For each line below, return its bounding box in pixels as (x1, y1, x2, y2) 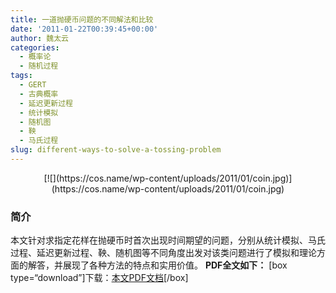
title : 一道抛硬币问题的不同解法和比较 (10, 14, 154, 25)
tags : (10, 71, 33, 81)
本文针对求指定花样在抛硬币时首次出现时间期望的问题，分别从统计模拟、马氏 (10, 234, 326, 246)
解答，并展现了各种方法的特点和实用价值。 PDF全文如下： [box (27, 259, 288, 271)
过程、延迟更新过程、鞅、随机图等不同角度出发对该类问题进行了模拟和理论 (10, 247, 317, 259)
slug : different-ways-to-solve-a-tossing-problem (10, 145, 222, 155)
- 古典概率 (19, 89, 59, 99)
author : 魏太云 (10, 33, 69, 43)
